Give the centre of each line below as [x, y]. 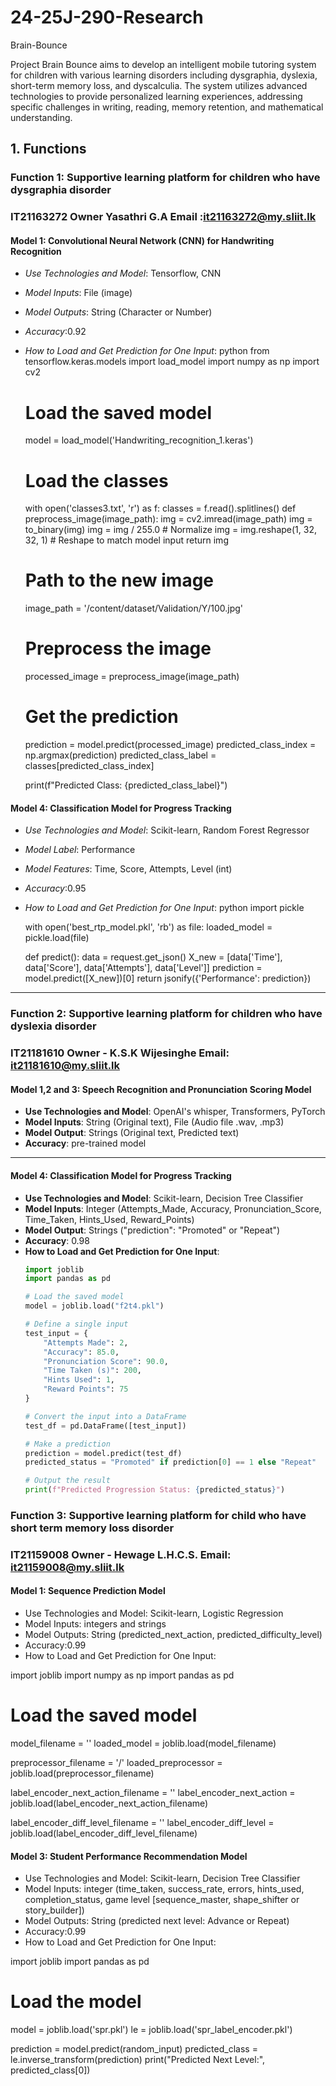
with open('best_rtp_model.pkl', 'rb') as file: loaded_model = [148, 927]
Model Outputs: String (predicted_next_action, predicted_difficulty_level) [173, 1635]
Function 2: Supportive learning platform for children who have [166, 1014]
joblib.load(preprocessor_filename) [82, 1773]
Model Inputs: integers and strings [95, 1624]
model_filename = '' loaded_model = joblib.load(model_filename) [143, 1743]
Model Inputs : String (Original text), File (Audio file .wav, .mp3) [154, 1122]
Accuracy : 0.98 [57, 1240]
